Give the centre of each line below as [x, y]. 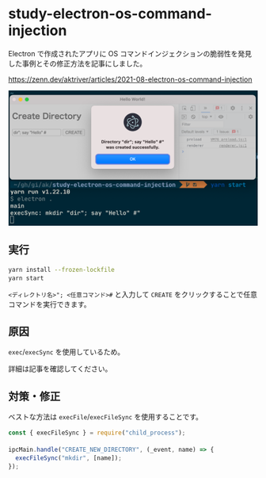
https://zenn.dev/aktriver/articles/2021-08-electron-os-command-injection [130, 79]
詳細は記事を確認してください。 [60, 369]
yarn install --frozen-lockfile [61, 270]
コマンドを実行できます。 [49, 304]
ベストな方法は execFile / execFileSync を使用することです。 [106, 417]
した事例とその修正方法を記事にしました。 [78, 63]
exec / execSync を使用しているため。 [66, 352]
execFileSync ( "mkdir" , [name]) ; [69, 458]
